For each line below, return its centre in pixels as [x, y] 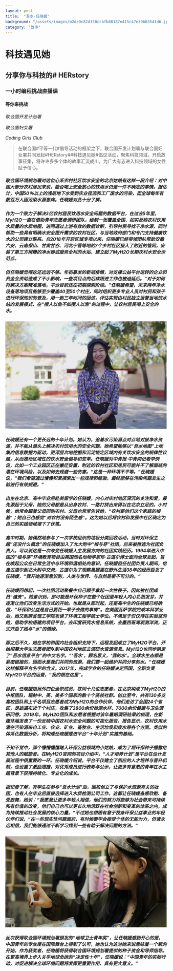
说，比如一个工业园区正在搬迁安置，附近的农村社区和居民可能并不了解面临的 [86, 465]
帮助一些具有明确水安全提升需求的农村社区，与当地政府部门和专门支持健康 [84, 232]
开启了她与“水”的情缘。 [35, 629]
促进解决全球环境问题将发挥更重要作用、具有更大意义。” [78, 964]
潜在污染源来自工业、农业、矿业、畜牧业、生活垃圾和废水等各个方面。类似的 [86, 727]
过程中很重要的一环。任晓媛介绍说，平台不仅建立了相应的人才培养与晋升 [86, 760]
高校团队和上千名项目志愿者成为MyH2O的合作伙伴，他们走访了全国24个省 [84, 702]
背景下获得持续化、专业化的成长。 [46, 773]
